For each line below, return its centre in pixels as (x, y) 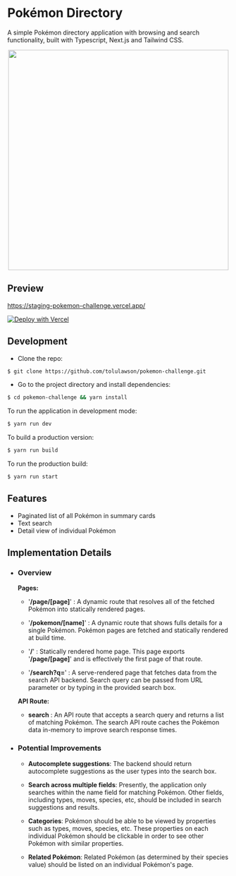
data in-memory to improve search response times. (103, 730)
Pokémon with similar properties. (76, 843)
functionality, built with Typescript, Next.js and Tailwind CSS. (95, 39)
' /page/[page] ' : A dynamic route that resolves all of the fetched (121, 602)
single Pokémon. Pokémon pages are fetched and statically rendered (128, 630)
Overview (35, 573)
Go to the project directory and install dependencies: (94, 385)
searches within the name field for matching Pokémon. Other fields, (126, 792)
